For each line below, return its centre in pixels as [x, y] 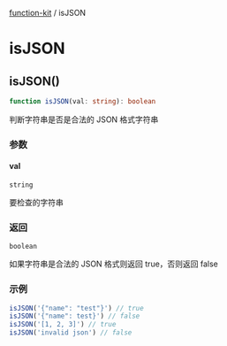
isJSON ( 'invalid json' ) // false [71, 333]
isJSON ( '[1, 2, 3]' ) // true [63, 325]
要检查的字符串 [36, 202]
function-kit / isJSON [48, 13]
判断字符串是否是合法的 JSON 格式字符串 [84, 119]
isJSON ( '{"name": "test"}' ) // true [76, 308]
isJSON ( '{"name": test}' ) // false [75, 316]
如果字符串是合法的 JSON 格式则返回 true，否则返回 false [114, 264]
